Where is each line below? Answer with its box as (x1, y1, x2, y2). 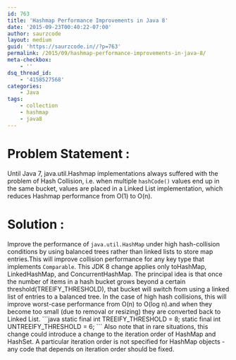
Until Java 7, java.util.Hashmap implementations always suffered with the (7, 169, 218, 177)
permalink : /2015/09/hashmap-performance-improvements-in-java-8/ (7, 50, 206, 57)
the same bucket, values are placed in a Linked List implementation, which (7, 184, 223, 193)
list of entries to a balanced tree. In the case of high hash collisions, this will (7, 292, 227, 301)
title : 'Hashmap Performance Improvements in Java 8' (7, 17, 169, 24)
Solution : (7, 216, 65, 232)
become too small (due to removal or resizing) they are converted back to (7, 307, 221, 316)
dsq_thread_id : (7, 69, 52, 76)
